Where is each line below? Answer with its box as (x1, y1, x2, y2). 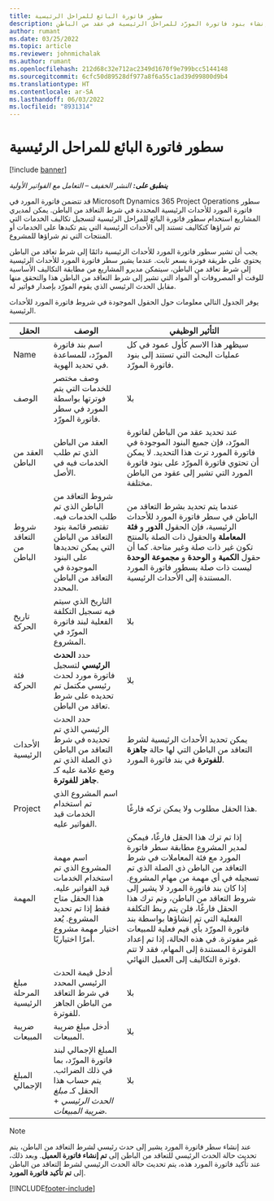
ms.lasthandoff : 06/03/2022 (9, 95, 105, 103)
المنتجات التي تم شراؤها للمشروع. (9, 231, 113, 241)
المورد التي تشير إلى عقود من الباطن (126, 467, 254, 479)
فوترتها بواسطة (53, 392, 107, 404)
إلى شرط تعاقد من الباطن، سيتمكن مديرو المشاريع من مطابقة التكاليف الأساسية (9, 264, 251, 274)
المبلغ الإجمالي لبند (53, 1044, 117, 1055)
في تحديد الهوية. (53, 359, 109, 370)
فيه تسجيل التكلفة (53, 606, 115, 617)
